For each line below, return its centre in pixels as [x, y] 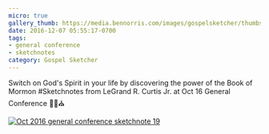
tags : [17, 38]
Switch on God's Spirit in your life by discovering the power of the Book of [130, 83]
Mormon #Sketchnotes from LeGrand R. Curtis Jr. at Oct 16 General [119, 91]
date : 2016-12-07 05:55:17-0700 [62, 30]
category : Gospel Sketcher [53, 61]
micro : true [28, 16]
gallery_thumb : [34, 23]
